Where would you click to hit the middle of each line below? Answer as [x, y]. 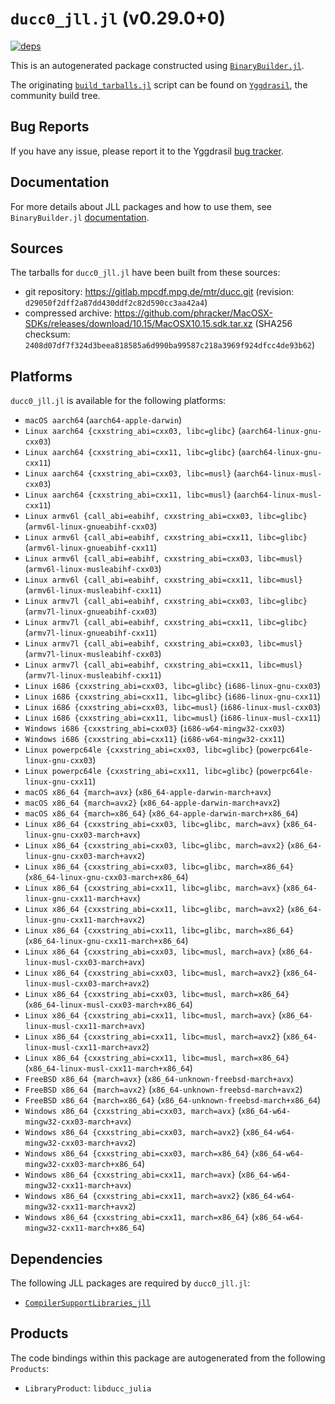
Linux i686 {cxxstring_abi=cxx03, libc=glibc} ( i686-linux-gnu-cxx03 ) [173, 686]
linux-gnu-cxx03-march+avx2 [83, 857]
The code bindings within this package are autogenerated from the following [168, 1358]
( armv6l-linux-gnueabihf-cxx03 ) [91, 526]
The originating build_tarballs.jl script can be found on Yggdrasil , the [159, 84]
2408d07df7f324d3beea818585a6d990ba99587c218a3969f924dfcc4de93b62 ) [170, 345]
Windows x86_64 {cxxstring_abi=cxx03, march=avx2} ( [135, 1132]
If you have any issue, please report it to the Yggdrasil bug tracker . [147, 151]
